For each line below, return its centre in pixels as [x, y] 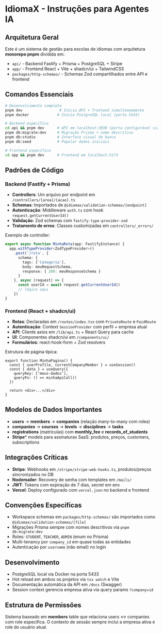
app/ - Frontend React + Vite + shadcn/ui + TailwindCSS [68, 69]
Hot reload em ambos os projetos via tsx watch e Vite [66, 579]
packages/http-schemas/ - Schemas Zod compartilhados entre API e [80, 74]
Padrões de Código [34, 170]
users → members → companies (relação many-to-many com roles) [81, 421]
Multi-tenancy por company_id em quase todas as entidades [71, 542]
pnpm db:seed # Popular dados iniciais [57, 142]
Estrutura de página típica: [32, 351]
